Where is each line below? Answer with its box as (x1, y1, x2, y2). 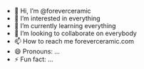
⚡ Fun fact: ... (14, 55, 53, 63)
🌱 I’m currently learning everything (14, 22, 116, 30)
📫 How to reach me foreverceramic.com (14, 37, 134, 45)
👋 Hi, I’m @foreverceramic (14, 7, 91, 15)
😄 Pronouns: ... (14, 47, 61, 56)
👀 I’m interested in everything (14, 14, 101, 23)
